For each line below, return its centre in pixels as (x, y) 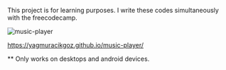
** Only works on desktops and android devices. (79, 59)
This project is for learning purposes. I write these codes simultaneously (113, 10)
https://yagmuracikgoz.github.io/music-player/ (76, 45)
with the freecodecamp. (43, 18)
